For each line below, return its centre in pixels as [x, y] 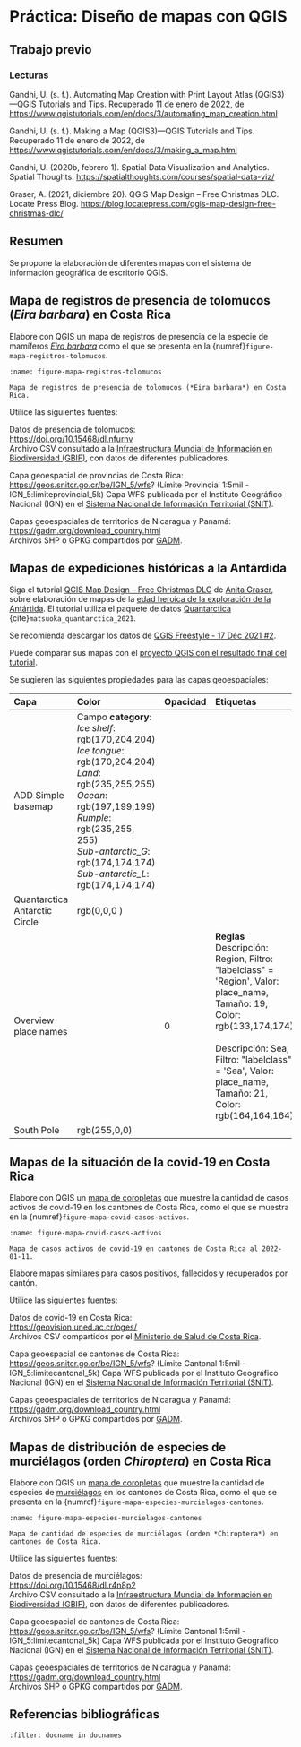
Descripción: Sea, [252, 1048]
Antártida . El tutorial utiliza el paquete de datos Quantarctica [120, 609]
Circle [26, 922]
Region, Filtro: [244, 959]
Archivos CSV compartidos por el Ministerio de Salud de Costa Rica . [135, 1337]
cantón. [23, 1283]
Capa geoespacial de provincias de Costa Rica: [96, 475]
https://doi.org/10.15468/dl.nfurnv [71, 439]
